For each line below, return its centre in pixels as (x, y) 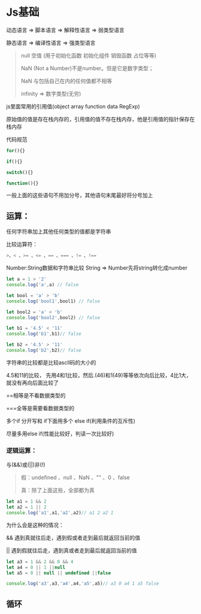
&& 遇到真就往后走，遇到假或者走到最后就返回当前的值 (73, 537)
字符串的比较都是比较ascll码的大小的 (51, 362)
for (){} (16, 150)
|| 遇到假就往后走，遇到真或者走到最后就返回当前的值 (72, 550)
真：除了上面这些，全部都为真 (57, 490)
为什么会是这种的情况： (35, 525)
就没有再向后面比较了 (32, 382)
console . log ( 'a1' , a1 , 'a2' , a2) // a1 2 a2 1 (60, 513)
